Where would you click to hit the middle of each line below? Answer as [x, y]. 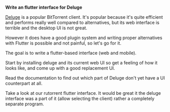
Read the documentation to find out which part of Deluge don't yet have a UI [85, 78]
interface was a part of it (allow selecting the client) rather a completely [80, 99]
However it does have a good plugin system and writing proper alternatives [84, 38]
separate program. [25, 104]
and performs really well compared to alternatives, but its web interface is [82, 23]
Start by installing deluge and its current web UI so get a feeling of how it [81, 63]
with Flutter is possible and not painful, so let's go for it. [63, 43]
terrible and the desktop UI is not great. [46, 28]
